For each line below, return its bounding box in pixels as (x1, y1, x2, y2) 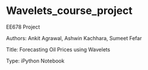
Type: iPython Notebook (6, 57, 65, 64)
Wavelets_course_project (6, 4, 133, 17)
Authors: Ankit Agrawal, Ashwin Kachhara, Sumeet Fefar (6, 34, 142, 41)
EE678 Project (6, 23, 40, 30)
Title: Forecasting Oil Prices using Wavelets (6, 45, 111, 53)
